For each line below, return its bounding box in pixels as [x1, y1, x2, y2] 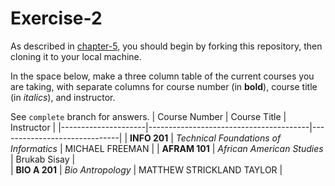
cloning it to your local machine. [10, 50, 142, 62]
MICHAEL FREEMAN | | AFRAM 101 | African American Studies [64, 142, 324, 154]
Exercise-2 [10, 7, 103, 30]
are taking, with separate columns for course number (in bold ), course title [10, 80, 318, 92]
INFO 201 [129, 132, 169, 144]
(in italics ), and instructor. [10, 91, 116, 103]
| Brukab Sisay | [10, 153, 76, 165]
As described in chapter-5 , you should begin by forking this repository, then [10, 40, 323, 52]
